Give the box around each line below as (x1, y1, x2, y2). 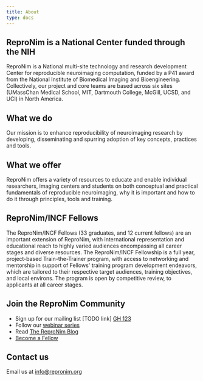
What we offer (6, 160, 62, 170)
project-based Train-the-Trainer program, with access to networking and (6, 255, 189, 262)
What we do (6, 113, 53, 123)
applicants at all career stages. (6, 281, 83, 288)
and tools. (6, 142, 32, 149)
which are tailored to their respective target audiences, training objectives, (6, 268, 193, 275)
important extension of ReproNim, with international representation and (6, 235, 185, 243)
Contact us (6, 352, 49, 362)
